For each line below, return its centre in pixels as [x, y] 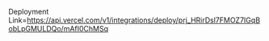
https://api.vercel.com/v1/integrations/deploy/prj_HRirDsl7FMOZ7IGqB [144, 20]
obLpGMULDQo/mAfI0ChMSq [59, 29]
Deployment [29, 12]
